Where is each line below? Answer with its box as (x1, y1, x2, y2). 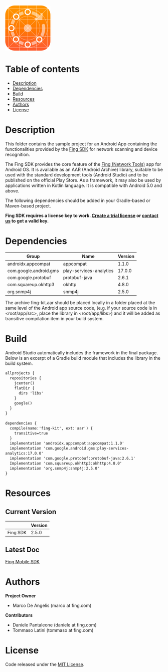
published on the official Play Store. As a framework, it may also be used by (5, 177, 161, 183)
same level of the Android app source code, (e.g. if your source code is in (5, 305, 157, 311)
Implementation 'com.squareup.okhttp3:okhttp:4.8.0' (10, 461, 122, 466)
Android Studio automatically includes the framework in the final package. (5, 350, 158, 356)
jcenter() (14, 381, 35, 386)
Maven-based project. (5, 202, 51, 208)
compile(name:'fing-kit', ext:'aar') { (10, 426, 93, 431)
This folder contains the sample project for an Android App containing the (5, 141, 157, 147)
